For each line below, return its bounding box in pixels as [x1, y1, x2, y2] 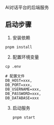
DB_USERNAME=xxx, [5, 86, 41, 91]
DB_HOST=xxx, [5, 78, 32, 83]
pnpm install [5, 44, 32, 49]
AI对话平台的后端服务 [5, 4, 49, 10]
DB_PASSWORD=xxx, [5, 91, 41, 96]
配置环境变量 [12, 54, 39, 60]
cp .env [5, 64, 21, 69]
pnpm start [12, 114, 35, 120]
